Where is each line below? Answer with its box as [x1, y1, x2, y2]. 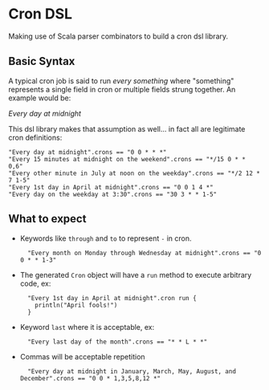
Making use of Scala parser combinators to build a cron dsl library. [8, 31, 229, 41]
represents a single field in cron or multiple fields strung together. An [8, 84, 236, 94]
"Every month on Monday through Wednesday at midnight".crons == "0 [27, 249, 262, 257]
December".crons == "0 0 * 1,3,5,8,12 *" [19, 374, 161, 382]
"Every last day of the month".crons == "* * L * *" [27, 338, 208, 346]
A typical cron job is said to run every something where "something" [8, 75, 234, 85]
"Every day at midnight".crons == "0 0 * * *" [8, 148, 167, 156]
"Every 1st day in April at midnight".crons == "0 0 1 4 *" [8, 183, 214, 191]
